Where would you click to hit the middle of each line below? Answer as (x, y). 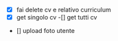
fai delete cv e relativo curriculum (63, 10)
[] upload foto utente (45, 31)
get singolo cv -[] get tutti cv (57, 17)
